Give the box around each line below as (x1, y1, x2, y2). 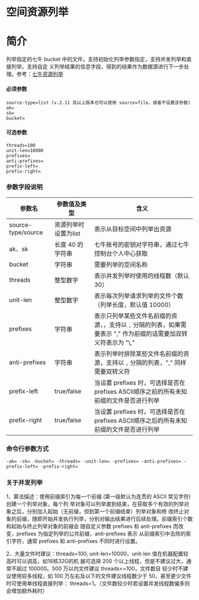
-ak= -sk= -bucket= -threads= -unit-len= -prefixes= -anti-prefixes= (6, 459, 182, 465)
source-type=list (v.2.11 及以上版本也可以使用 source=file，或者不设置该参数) (6, 100, 191, 106)
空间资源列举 (6, 5, 69, 19)
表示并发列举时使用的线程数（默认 (94, 271, 190, 280)
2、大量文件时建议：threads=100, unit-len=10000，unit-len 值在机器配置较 (6, 550, 189, 557)
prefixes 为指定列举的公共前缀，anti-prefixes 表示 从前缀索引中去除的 (16, 530, 186, 538)
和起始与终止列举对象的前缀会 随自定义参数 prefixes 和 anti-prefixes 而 (6, 523, 179, 530)
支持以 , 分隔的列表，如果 (108, 320, 181, 329)
